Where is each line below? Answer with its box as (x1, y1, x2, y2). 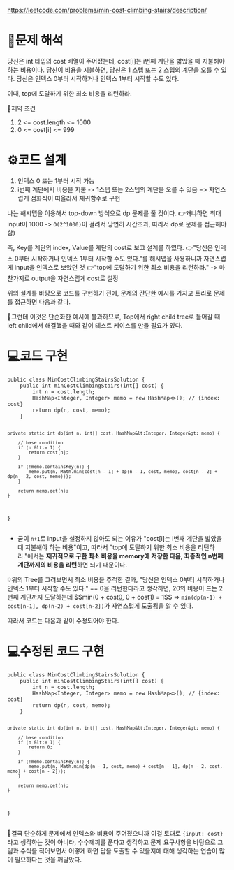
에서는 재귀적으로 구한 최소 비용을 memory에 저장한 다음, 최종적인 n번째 (27, 551, 224, 560)
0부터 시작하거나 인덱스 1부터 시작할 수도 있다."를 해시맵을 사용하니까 (14, 254, 203, 263)
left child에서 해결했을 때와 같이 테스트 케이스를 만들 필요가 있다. (7, 321, 183, 329)
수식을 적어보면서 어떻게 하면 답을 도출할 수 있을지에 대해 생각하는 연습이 (20, 847, 218, 855)
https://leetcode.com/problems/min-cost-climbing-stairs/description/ (7, 6, 207, 14)
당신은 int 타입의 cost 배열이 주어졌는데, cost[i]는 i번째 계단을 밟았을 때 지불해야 (7, 57, 225, 65)
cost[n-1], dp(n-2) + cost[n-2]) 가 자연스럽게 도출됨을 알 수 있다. (7, 601, 193, 610)
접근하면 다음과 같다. (14, 297, 71, 306)
